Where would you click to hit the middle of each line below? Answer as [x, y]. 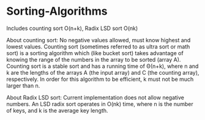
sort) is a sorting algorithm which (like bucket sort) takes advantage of [95, 53]
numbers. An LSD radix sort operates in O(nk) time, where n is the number [100, 104]
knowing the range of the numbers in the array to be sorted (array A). [94, 59]
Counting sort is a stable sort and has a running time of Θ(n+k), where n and [102, 66]
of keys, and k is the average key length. [57, 110]
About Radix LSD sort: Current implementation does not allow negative [95, 97]
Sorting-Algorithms [57, 11]
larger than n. [23, 85]
